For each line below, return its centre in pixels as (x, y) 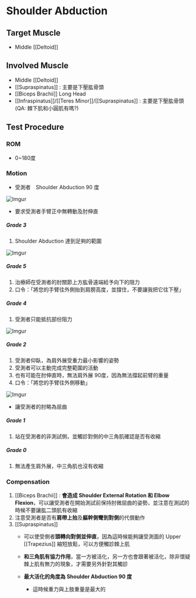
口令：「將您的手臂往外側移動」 (53, 382)
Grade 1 (16, 421)
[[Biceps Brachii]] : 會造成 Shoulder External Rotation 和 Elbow (92, 495)
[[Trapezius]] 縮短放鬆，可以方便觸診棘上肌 (77, 543)
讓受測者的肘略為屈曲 (41, 406)
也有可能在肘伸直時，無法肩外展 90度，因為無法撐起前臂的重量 (92, 375)
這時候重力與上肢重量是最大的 (69, 589)
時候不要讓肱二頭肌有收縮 (46, 510)
